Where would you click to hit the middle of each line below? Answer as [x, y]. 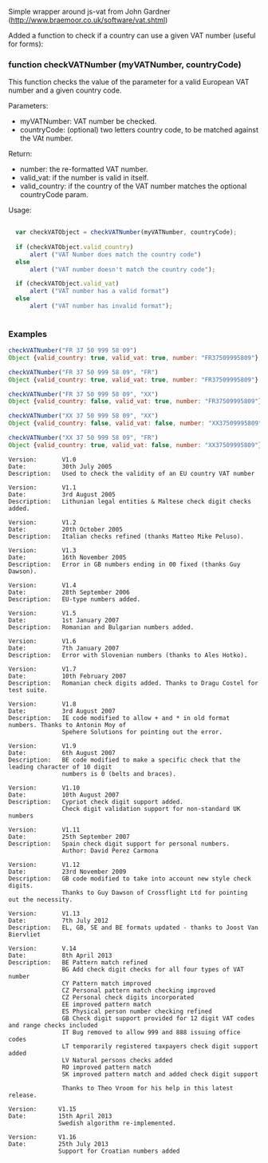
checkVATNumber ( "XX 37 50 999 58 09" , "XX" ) [83, 416]
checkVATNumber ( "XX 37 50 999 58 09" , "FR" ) [83, 438]
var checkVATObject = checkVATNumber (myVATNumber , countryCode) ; [126, 232]
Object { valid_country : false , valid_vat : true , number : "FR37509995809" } [135, 402]
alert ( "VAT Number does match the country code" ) [115, 255]
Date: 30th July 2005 [60, 466]
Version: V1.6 [43, 641]
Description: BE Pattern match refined [78, 962]
